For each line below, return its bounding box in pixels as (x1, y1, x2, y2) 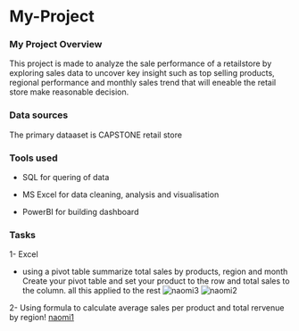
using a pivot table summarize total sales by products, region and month (21, 266, 288, 277)
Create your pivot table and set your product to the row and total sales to (21, 276, 290, 286)
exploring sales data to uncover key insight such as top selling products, (9, 68, 275, 79)
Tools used (9, 152, 58, 164)
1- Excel (9, 249, 38, 260)
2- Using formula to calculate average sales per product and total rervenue (9, 302, 285, 313)
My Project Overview (9, 38, 103, 51)
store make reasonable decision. (9, 87, 129, 97)
